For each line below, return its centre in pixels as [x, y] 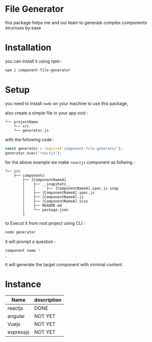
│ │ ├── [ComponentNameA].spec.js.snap [71, 189]
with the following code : [30, 139]
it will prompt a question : [30, 242]
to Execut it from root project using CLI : [45, 223]
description [48, 300]
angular [16, 316]
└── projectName [21, 122]
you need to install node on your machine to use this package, [67, 103]
